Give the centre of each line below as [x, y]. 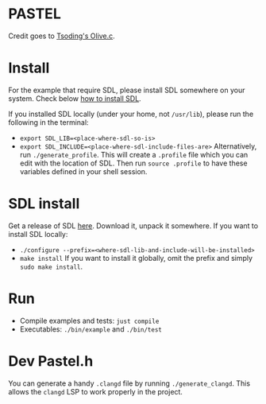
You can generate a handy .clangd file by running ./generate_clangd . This [129, 383]
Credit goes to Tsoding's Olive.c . [62, 36]
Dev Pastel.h [51, 361]
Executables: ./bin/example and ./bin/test [91, 329]
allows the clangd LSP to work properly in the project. [95, 391]
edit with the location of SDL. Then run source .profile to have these [133, 163]
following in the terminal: [48, 122]
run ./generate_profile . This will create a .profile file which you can [134, 154]
